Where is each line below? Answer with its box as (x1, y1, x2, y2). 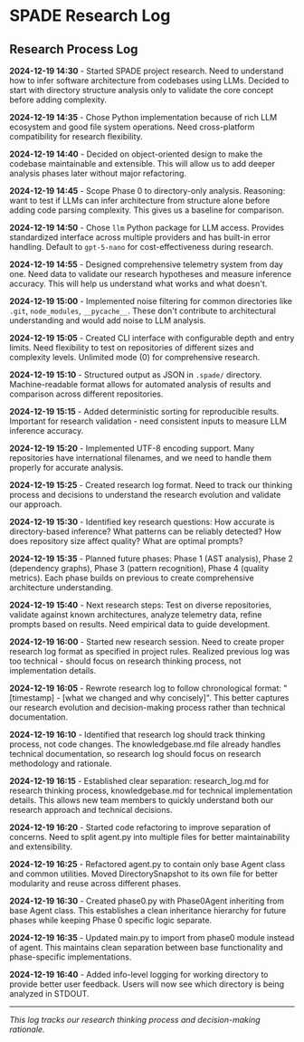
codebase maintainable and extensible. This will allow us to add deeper (9, 158, 276, 168)
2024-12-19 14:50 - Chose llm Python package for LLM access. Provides (9, 223, 285, 233)
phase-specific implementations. (9, 951, 132, 962)
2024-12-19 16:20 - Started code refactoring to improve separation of (9, 822, 271, 833)
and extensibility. (9, 841, 72, 852)
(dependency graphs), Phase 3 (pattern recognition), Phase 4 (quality (9, 563, 270, 573)
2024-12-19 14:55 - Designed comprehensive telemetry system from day (9, 259, 283, 270)
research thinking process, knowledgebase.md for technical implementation (9, 785, 293, 796)
